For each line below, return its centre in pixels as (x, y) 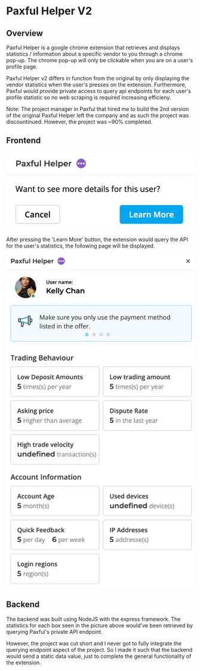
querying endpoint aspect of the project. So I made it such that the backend (99, 649)
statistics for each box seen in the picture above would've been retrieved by (99, 625)
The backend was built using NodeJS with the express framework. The (93, 619)
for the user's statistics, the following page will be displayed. (81, 246)
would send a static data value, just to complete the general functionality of (99, 656)
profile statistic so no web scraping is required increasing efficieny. (89, 97)
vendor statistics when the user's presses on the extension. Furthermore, (96, 85)
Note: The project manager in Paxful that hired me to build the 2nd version (98, 109)
